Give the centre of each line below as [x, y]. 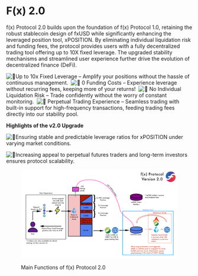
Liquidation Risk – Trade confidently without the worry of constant [87, 95]
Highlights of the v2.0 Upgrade [45, 125]
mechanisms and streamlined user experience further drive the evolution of [98, 59]
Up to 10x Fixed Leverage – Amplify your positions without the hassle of [103, 76]
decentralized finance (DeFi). [42, 65]
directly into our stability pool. [42, 114]
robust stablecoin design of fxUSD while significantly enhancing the [89, 33]
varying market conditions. [39, 143]
